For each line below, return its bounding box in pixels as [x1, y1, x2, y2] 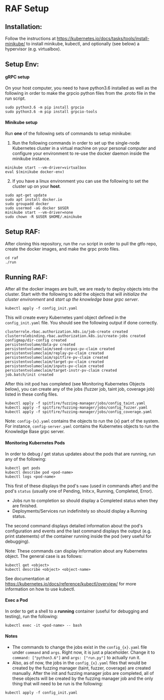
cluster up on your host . [12, 183, 61, 189]
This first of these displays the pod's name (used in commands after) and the [5, 483, 158, 489]
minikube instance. [12, 155, 50, 161]
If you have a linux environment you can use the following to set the [12, 178, 149, 184]
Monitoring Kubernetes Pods [5, 440, 65, 446]
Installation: [5, 23, 43, 31]
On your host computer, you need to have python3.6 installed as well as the [5, 85, 158, 91]
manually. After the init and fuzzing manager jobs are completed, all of [12, 671, 154, 676]
